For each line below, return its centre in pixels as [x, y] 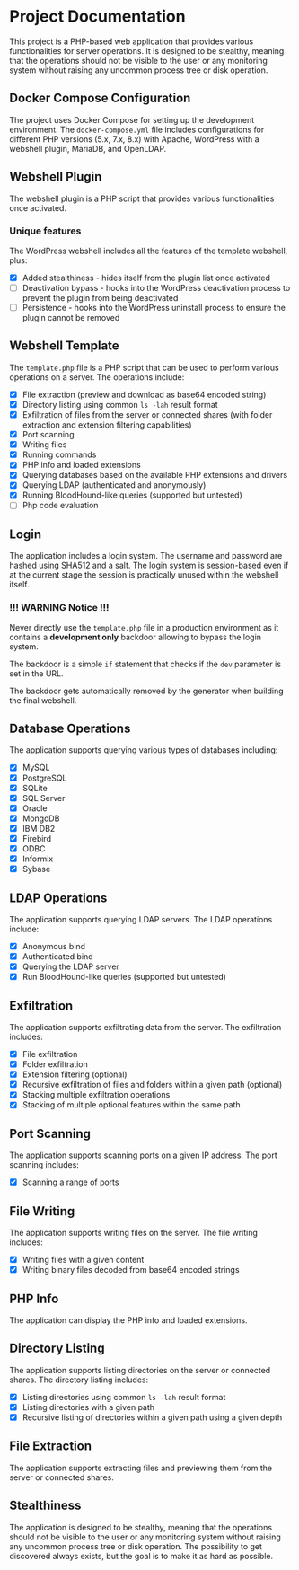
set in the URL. [37, 673]
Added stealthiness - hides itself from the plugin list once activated [146, 278]
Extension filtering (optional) [75, 1074]
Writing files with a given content [83, 1260]
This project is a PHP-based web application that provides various [132, 41]
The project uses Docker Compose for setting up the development [132, 119]
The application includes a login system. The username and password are [146, 556]
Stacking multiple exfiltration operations [96, 1095]
